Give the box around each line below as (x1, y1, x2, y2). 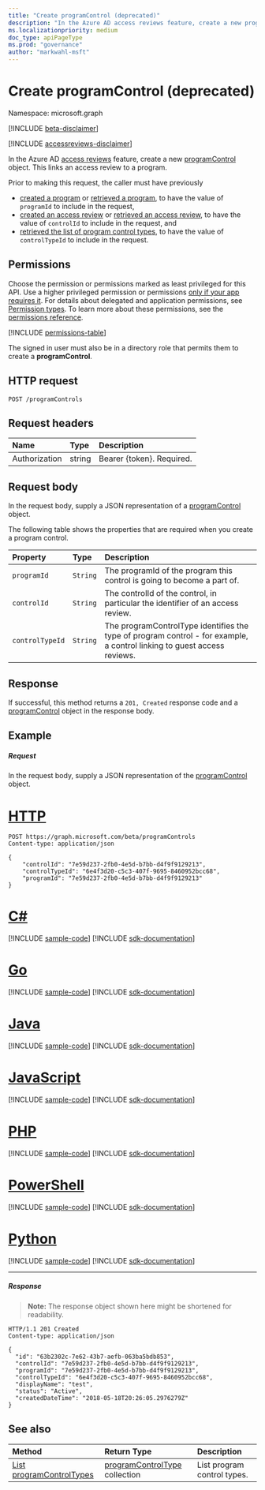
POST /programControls (8, 395, 83, 403)
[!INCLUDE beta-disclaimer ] (8, 123, 99, 133)
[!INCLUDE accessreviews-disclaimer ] (8, 139, 132, 148)
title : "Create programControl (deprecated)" (8, 11, 160, 20)
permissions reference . (8, 313, 84, 322)
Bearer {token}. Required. (98, 453, 192, 464)
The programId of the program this (104, 565, 233, 576)
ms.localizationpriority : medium (8, 26, 118, 34)
